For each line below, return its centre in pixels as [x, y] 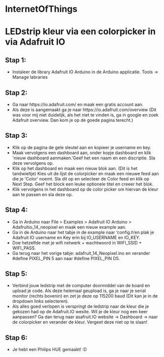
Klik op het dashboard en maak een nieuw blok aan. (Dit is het [75, 168]
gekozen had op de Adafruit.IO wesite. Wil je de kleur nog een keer [80, 312]
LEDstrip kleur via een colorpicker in [81, 32]
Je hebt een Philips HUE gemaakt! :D [49, 350]
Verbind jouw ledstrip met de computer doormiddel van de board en [81, 286]
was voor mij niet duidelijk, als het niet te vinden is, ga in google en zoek [85, 115]
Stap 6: [16, 338]
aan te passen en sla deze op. [42, 194]
